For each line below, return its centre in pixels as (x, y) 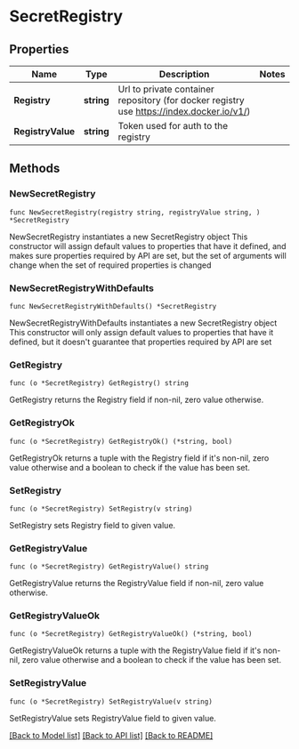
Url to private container (166, 89)
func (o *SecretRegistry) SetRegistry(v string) (101, 509)
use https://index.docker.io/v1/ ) (184, 111)
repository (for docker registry (181, 100)
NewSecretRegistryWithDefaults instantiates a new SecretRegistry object (143, 323)
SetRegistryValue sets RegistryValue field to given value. (113, 718)
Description (184, 74)
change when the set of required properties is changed (110, 265)
